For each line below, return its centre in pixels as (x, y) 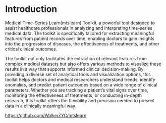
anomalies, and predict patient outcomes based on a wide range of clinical (81, 84)
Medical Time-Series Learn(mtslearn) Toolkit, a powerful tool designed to (80, 23)
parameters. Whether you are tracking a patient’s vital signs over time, (77, 90)
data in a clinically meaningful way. (41, 106)
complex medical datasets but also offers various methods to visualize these (83, 64)
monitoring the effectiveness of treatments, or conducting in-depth (74, 95)
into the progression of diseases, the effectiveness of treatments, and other (82, 43)
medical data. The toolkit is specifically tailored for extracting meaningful (80, 33)
